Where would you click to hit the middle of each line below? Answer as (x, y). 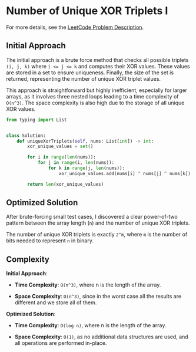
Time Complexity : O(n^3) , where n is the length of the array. (88, 285)
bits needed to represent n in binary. (50, 241)
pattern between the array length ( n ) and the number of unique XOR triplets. (98, 223)
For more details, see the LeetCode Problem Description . (75, 27)
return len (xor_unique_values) (66, 184)
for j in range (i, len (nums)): (76, 163)
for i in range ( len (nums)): (62, 157)
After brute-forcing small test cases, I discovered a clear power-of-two (92, 217)
